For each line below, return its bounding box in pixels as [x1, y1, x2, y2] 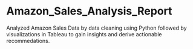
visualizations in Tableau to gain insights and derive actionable [6, 30, 162, 38]
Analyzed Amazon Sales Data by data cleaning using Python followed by [6, 24, 187, 31]
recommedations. [6, 37, 50, 44]
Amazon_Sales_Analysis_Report [6, 4, 172, 18]
